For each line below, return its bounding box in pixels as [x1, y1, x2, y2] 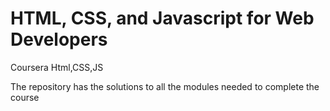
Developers [10, 28, 108, 51]
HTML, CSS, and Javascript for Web [10, 7, 315, 30]
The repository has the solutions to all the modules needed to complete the [10, 80, 320, 92]
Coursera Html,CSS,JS [10, 61, 104, 73]
